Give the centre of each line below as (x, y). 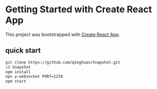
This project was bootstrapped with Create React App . (63, 34)
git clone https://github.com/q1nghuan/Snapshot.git (63, 62)
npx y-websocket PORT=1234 (34, 77)
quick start (23, 50)
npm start (16, 81)
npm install (18, 72)
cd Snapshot (18, 67)
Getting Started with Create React (79, 9)
